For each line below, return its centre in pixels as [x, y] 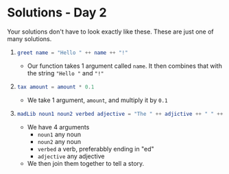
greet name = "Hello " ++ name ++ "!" [72, 53]
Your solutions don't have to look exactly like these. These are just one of [110, 32]
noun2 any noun [59, 141]
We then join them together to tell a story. [86, 163]
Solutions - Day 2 [57, 13]
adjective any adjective [71, 156]
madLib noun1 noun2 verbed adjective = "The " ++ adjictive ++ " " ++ [120, 114]
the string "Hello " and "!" [65, 73]
